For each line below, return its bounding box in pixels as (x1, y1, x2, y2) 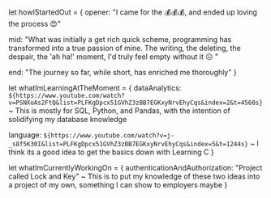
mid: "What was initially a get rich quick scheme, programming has (8, 35, 232, 44)
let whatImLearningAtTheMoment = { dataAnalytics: (8, 83, 182, 92)
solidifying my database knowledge (8, 115, 127, 124)
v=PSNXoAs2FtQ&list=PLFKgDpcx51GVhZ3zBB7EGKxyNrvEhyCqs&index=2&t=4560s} (8, 99, 264, 107)
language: (8, 130, 42, 140)
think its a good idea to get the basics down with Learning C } (8, 147, 214, 157)
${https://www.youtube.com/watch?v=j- (43, 132, 174, 140)
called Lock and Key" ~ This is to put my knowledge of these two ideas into (8, 171, 260, 181)
